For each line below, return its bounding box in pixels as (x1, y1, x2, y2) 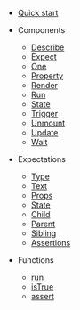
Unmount (30, 118, 66, 128)
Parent (30, 218, 56, 229)
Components (17, 25, 66, 35)
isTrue (30, 281, 54, 292)
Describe (30, 42, 65, 53)
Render (30, 80, 58, 90)
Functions (17, 255, 55, 265)
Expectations (17, 154, 67, 164)
